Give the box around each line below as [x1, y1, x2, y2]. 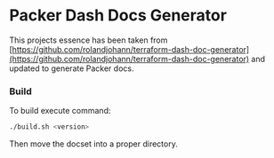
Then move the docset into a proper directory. [9, 138, 178, 149]
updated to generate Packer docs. [9, 63, 134, 74]
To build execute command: [9, 106, 111, 116]
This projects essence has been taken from [9, 35, 168, 45]
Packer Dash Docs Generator [9, 5, 227, 26]
